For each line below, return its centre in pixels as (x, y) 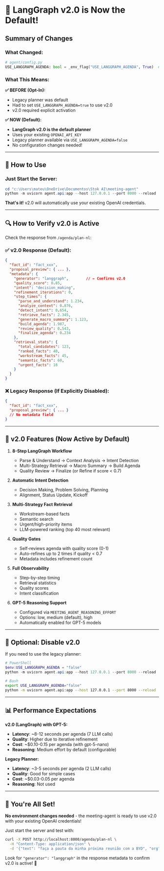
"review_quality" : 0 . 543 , (44, 329)
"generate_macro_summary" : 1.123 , (53, 319)
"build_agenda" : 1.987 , (42, 324)
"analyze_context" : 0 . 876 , (45, 306)
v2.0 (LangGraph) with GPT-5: (36, 724)
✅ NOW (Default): (23, 120)
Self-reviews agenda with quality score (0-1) (64, 548)
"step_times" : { (31, 297)
